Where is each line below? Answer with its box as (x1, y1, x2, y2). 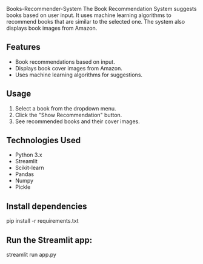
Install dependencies (6, 201, 87, 211)
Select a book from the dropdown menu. (15, 104, 116, 112)
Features (6, 42, 41, 52)
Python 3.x (15, 151, 42, 158)
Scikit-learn (15, 164, 44, 172)
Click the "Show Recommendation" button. (15, 111, 122, 118)
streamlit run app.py (6, 251, 56, 259)
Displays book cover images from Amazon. (15, 64, 122, 72)
